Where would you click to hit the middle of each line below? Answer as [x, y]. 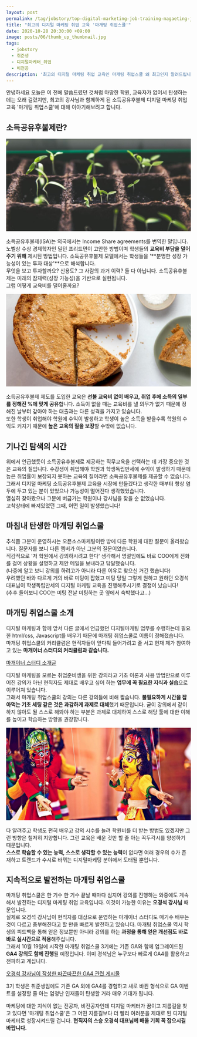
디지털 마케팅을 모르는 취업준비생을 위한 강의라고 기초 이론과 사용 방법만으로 [93, 675]
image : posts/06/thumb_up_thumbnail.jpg [56, 37]
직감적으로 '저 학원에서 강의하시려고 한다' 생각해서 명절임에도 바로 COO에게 [92, 555]
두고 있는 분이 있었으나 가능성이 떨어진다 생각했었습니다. [81, 491]
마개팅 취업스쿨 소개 [40, 613]
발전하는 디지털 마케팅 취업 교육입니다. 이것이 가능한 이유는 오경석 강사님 [100, 903]
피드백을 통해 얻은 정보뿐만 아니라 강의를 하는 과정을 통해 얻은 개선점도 [97, 932]
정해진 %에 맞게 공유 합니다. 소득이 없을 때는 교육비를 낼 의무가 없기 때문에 [96, 404]
